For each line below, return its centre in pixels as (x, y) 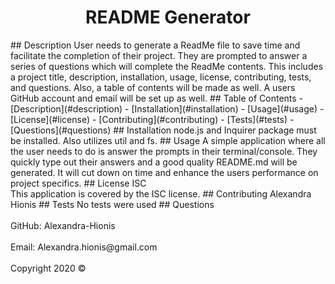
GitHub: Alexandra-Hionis (63, 225)
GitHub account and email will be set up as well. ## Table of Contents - (157, 98)
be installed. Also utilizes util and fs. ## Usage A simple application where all (168, 140)
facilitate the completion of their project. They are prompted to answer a (159, 55)
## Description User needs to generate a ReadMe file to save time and (155, 45)
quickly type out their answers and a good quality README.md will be (154, 162)
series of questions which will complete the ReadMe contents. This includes (167, 66)
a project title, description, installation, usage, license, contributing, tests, (161, 77)
